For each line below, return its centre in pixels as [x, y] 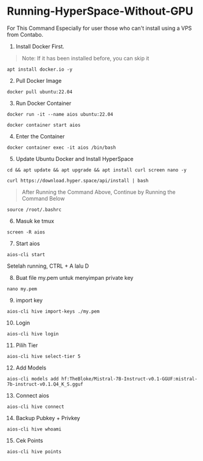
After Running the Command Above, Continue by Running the [98, 192]
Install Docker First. [40, 46]
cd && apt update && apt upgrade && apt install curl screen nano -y [97, 170]
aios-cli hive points [34, 452]
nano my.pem [22, 289]
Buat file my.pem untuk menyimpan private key [74, 277]
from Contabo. [25, 34]
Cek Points [29, 440]
